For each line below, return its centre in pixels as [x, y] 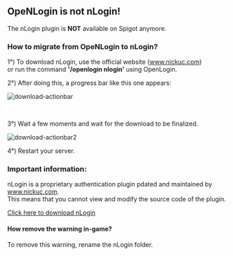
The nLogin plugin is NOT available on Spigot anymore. [87, 28]
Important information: [47, 169]
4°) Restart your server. [41, 151]
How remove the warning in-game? [60, 229]
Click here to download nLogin [52, 213]
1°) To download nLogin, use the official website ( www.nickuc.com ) [105, 62]
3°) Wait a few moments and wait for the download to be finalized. [103, 124]
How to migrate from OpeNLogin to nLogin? [82, 46]
